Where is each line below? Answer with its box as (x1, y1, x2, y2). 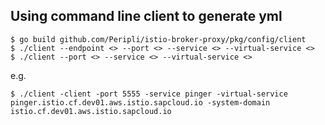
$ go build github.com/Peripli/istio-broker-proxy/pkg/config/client (10, 34, 307, 44)
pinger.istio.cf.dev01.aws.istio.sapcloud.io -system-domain (10, 97, 271, 108)
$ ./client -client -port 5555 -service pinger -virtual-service (10, 89, 288, 99)
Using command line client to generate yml (10, 8, 283, 25)
